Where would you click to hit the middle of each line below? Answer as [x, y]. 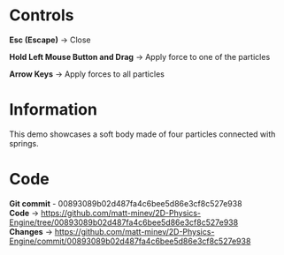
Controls [42, 15]
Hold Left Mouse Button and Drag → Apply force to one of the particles [140, 56]
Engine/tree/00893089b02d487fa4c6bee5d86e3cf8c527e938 [124, 222]
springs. [24, 143]
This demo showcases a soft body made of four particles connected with [142, 134]
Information [53, 110]
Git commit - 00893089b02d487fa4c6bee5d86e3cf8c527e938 [126, 203]
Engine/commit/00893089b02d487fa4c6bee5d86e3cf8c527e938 [130, 241]
